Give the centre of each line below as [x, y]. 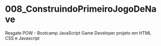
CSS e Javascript [22, 38]
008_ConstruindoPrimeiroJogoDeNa [81, 9]
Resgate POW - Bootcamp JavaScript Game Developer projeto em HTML [78, 33]
